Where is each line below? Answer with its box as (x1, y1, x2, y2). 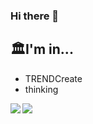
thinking (24, 83, 59, 95)
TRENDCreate (24, 72, 83, 84)
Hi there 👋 (10, 9, 60, 23)
